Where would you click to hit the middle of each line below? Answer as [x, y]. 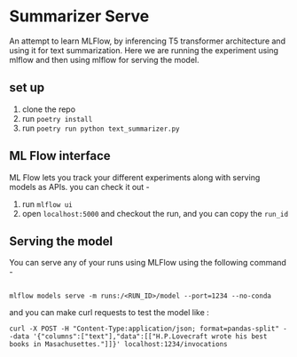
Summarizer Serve [79, 16]
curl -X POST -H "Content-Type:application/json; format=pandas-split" [144, 329]
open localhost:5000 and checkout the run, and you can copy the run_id [155, 213]
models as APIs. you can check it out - [80, 186]
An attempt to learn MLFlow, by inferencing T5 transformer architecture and [148, 41]
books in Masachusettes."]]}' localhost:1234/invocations [118, 345]
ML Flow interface [60, 156]
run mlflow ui [47, 204]
